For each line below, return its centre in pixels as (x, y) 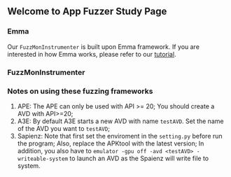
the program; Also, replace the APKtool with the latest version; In (111, 143)
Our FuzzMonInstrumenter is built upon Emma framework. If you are (103, 47)
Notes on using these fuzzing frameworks (80, 91)
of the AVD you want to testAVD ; (64, 128)
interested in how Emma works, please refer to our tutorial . (92, 54)
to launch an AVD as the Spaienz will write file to (139, 158)
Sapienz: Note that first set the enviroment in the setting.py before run (120, 136)
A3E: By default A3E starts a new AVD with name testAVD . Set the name (120, 121)
